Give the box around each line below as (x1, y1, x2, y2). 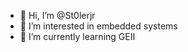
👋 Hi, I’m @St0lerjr (19, 10, 96, 21)
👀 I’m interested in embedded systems (19, 20, 178, 32)
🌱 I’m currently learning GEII (19, 31, 136, 42)
